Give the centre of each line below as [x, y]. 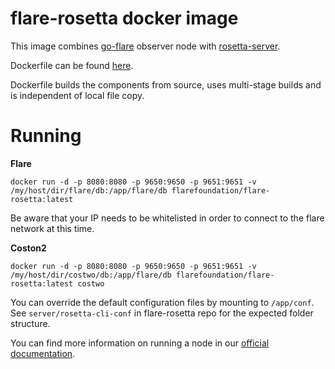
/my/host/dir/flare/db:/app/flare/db [89, 190]
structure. [30, 323]
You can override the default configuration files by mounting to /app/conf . [162, 302]
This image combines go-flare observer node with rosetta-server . [145, 46]
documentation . [43, 353]
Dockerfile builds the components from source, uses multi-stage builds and [166, 84]
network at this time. [52, 228]
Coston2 [28, 248]
